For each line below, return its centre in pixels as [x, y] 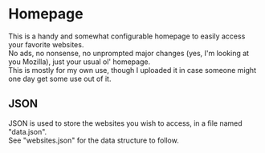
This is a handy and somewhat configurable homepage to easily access [127, 36]
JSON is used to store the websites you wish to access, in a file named [125, 123]
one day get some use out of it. [60, 79]
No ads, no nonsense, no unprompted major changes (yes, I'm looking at [129, 53]
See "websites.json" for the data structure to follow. [94, 140]
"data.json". [28, 131]
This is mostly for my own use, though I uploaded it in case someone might [132, 70]
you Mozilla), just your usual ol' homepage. [79, 62]
